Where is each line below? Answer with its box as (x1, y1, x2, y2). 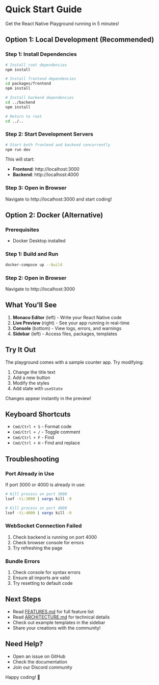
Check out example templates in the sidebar (12, 619, 105, 625)
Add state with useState (12, 385, 63, 391)
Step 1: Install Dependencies (5, 51, 77, 58)
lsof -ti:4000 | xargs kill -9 (5, 510, 72, 515)
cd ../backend (5, 100, 36, 105)
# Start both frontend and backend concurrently (5, 142, 111, 147)
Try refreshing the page (12, 545, 63, 551)
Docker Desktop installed (12, 238, 66, 244)
